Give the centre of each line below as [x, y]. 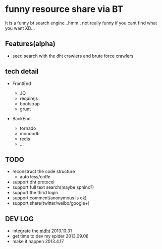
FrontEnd [22, 83]
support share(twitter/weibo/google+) [51, 203]
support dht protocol [33, 182]
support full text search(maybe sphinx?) [53, 187]
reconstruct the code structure [44, 171]
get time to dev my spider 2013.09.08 [51, 236]
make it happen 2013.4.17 [38, 242]
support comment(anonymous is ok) [49, 198]
